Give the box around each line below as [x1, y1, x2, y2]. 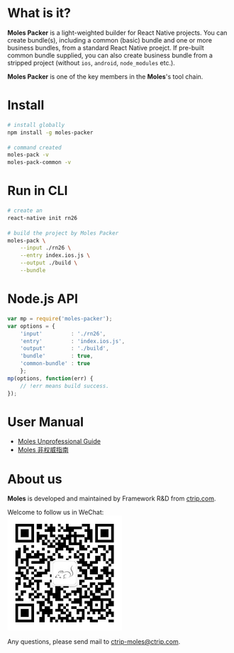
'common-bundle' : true [20, 360, 91, 367]
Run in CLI [7, 183, 68, 199]
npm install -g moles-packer [7, 129, 94, 136]
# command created [7, 144, 62, 151]
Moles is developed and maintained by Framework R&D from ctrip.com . [7, 494, 216, 503]
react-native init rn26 [7, 214, 78, 221]
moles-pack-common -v [7, 159, 72, 166]
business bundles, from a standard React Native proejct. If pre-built [7, 43, 204, 52]
